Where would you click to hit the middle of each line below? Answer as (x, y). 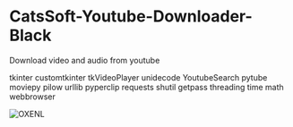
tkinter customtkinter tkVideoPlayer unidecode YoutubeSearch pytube (138, 77)
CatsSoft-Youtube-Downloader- (131, 17)
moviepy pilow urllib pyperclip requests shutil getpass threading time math (146, 87)
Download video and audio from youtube (85, 60)
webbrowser (32, 97)
